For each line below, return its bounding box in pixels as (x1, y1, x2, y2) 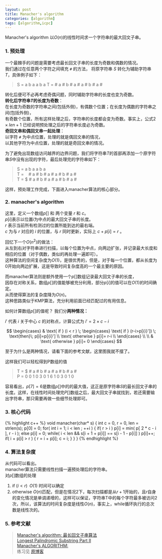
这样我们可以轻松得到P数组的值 (5, 358, 67, 364)
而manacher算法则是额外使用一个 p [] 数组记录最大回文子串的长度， (5, 273, 137, 279)
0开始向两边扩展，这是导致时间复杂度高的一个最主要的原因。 (5, 263, 127, 269)
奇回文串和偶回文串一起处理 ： (5, 128, 64, 134)
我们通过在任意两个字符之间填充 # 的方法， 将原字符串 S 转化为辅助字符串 (5, 66, 151, 72)
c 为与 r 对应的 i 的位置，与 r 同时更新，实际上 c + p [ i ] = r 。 (5, 228, 124, 234)
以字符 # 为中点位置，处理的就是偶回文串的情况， (5, 134, 103, 140)
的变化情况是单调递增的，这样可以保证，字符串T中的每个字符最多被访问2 (12, 495, 158, 501)
